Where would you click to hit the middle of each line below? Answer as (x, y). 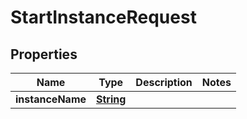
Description (164, 82)
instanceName (51, 99)
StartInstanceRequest (103, 17)
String (111, 99)
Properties (44, 54)
